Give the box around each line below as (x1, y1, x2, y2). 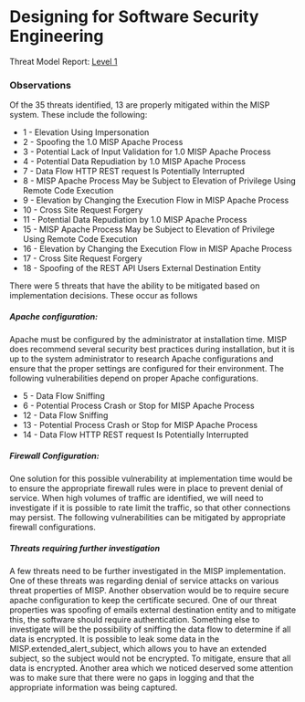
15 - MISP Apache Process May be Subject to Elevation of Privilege (22, 224, 276, 235)
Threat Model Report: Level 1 (9, 56, 118, 67)
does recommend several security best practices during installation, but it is (9, 344, 295, 355)
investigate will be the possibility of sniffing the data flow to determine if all (9, 623, 291, 635)
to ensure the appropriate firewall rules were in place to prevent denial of (9, 483, 284, 494)
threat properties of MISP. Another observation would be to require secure (9, 585, 289, 596)
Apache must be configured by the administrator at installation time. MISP (9, 334, 288, 345)
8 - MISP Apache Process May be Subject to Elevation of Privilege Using (22, 175, 297, 186)
